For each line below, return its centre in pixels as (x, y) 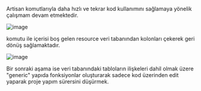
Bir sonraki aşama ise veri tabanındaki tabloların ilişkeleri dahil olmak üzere (100, 69)
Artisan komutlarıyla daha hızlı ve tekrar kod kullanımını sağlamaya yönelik (99, 9)
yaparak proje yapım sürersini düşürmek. (58, 82)
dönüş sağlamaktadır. (33, 45)
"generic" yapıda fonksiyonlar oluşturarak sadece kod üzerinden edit (93, 75)
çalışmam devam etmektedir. (42, 15)
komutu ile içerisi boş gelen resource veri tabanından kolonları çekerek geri (100, 39)
